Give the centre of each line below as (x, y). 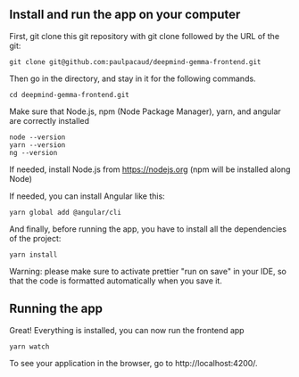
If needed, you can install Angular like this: (87, 196)
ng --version (33, 152)
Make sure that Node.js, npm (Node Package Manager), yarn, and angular (145, 111)
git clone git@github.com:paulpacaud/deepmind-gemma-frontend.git (135, 61)
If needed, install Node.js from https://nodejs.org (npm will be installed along (150, 169)
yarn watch (29, 347)
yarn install (33, 254)
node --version (37, 137)
